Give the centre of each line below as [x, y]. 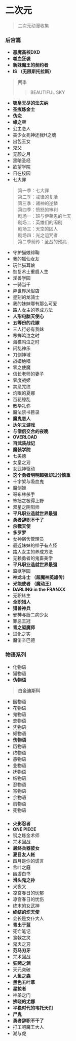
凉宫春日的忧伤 [28, 899]
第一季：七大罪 [33, 191]
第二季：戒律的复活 [38, 197]
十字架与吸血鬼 [28, 481]
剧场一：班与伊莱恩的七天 [44, 216]
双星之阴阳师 [26, 507]
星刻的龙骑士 [26, 297]
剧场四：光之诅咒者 [38, 235]
